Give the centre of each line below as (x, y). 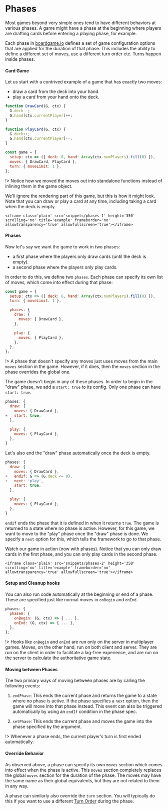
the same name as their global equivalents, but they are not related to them (82, 780)
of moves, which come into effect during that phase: (59, 282)
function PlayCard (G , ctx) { (35, 129)
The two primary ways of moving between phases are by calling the (75, 681)
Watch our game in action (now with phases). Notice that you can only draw (83, 549)
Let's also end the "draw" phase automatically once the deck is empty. (78, 453)
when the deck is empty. (30, 206)
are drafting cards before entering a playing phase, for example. (71, 33)
